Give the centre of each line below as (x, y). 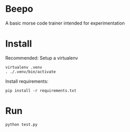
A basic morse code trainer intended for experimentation (65, 23)
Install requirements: (27, 81)
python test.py (21, 124)
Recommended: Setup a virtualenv (42, 58)
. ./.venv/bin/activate (31, 72)
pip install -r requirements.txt (41, 91)
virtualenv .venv (24, 67)
